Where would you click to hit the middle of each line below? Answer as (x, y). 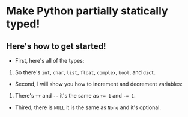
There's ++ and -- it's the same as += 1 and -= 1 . (75, 96)
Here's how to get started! (56, 46)
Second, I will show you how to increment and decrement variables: (99, 84)
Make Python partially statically (87, 11)
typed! (23, 24)
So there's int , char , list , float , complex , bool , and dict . (85, 72)
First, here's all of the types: (50, 61)
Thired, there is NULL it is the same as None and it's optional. (88, 107)
